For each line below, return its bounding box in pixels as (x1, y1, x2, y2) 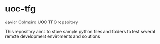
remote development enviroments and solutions (5, 33, 100, 39)
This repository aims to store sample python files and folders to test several (5, 28, 156, 34)
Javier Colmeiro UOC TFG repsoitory (5, 19, 78, 25)
